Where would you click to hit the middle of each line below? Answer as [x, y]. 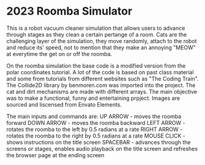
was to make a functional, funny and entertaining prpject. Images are [93, 98]
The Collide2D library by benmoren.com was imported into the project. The [101, 85]
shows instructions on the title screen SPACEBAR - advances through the [99, 142]
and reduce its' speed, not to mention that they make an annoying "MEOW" [101, 47]
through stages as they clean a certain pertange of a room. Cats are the [97, 34]
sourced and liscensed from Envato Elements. [64, 104]
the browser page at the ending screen [55, 155]
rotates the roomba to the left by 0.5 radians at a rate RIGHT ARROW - [95, 129]
